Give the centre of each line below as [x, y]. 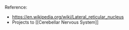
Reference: [16, 7]
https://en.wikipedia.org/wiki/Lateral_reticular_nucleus [68, 17]
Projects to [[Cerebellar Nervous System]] [55, 22]
